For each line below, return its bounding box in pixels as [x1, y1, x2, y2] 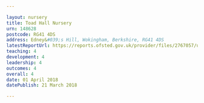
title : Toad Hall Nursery [6, 20, 72, 26]
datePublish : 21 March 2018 [6, 82, 78, 88]
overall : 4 [6, 71, 34, 77]
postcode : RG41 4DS [6, 31, 56, 37]
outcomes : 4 [6, 65, 36, 71]
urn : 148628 [6, 26, 36, 32]
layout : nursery [6, 14, 47, 20]
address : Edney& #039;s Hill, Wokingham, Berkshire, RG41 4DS [6, 37, 165, 43]
